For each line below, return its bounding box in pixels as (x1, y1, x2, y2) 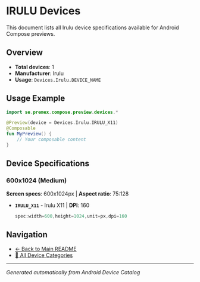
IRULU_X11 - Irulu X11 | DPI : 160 (14, 202, 90, 209)
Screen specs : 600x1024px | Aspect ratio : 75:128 (6, 190, 129, 197)
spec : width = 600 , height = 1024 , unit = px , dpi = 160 (14, 213, 127, 219)
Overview (6, 48, 43, 58)
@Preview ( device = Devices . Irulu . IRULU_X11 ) (6, 120, 118, 126)
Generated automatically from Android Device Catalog (6, 269, 140, 276)
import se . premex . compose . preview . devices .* (6, 109, 118, 115)
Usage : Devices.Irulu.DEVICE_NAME (14, 76, 101, 83)
